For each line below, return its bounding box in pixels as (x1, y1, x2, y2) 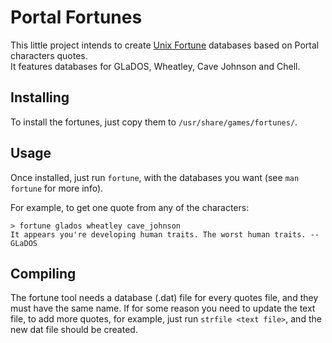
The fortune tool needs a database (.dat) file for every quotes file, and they (10, 292, 319, 304)
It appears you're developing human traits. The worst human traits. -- (10, 229, 320, 240)
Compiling (10, 265, 77, 282)
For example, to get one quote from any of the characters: (10, 201, 250, 213)
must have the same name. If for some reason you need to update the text (10, 302, 316, 315)
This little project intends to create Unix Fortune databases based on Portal (10, 39, 320, 51)
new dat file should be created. (10, 324, 138, 336)
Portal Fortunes (10, 6, 143, 29)
